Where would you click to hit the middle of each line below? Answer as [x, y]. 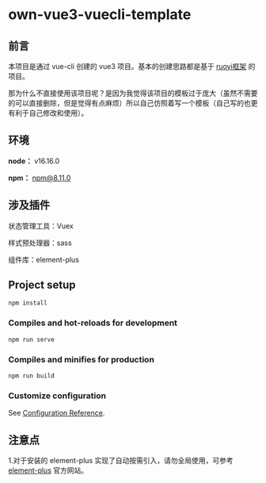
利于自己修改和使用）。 [51, 113]
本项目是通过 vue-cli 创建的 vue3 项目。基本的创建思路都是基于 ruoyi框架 [127, 66]
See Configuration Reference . [57, 413]
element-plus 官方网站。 [48, 470]
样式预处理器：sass [40, 243]
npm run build [32, 376]
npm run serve [32, 339]
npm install [28, 303]
